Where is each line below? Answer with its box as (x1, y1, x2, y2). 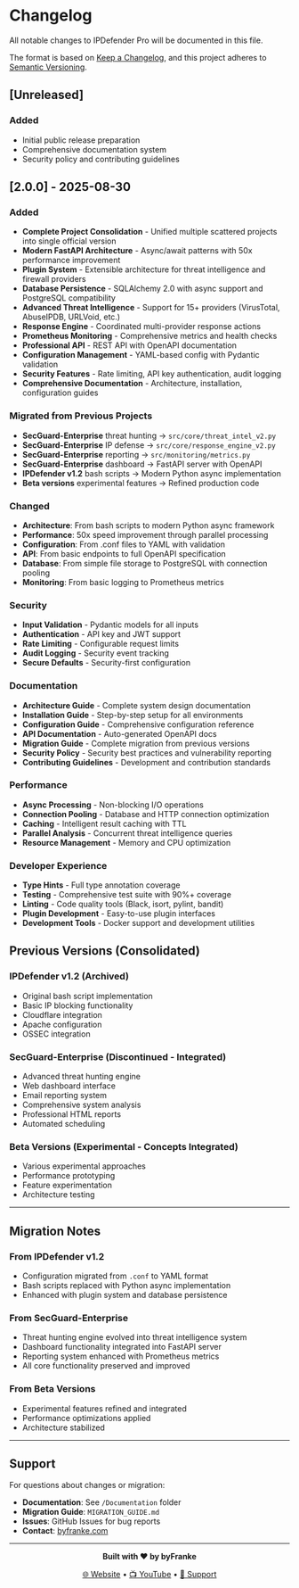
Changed (9, 500, 51, 512)
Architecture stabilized (21, 1422, 105, 1433)
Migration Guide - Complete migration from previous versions (21, 738, 251, 749)
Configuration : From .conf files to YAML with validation (21, 539, 225, 550)
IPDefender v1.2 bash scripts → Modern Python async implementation (21, 467, 282, 478)
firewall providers (21, 274, 86, 285)
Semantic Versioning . (9, 62, 87, 72)
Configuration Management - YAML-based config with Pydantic (21, 350, 260, 360)
